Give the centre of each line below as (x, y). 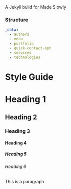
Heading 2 (21, 117)
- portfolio (22, 44)
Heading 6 (16, 166)
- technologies (25, 57)
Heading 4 (16, 143)
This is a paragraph (24, 182)
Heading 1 (26, 99)
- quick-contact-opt (30, 48)
